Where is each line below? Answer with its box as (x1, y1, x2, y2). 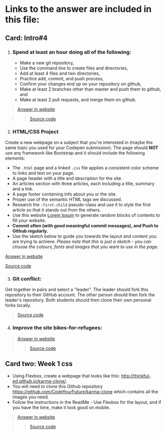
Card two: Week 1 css (5, 360, 73, 368)
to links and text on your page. (12, 170, 75, 176)
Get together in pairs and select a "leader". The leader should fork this (5, 286, 149, 293)
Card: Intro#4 (5, 34, 48, 42)
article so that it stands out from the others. (12, 207, 101, 213)
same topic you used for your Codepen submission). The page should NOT (5, 145, 159, 151)
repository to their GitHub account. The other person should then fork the (5, 292, 155, 298)
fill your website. (12, 217, 46, 223)
